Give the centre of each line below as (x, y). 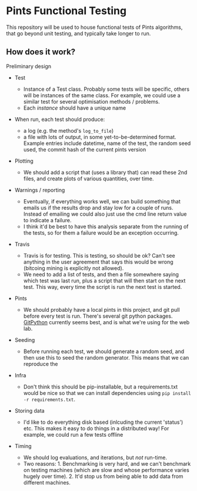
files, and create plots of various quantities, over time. (89, 179)
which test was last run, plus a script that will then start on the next (104, 281)
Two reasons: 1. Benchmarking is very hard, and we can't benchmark (107, 463)
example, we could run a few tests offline (73, 434)
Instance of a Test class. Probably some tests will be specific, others (106, 89)
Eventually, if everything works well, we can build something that (102, 201)
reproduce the (41, 364)
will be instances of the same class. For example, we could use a (102, 95)
